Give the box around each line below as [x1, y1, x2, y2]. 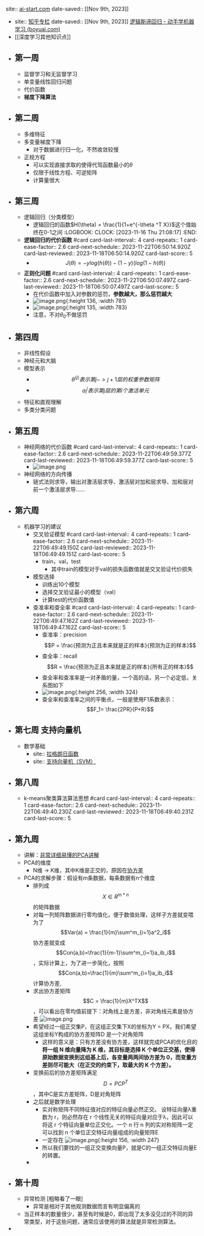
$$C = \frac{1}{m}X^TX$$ [82, 997, 149, 1004]
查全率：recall [42, 652, 78, 660]
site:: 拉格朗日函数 [32, 750, 79, 757]
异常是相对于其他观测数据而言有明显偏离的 [32, 1203, 140, 1210]
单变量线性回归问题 [23, 78, 73, 85]
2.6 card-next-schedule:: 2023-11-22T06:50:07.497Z [43, 277, 177, 284]
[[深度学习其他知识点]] [14, 33, 71, 40]
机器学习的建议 [23, 522, 62, 530]
